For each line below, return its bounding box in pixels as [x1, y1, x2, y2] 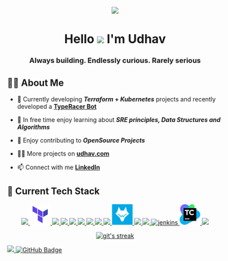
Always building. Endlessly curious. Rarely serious [29, 55, 201, 65]
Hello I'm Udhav [64, 32, 166, 47]
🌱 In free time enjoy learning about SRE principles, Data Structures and [16, 115, 221, 123]
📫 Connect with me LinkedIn [16, 163, 101, 171]
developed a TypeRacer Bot [16, 102, 97, 110]
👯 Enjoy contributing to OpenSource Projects [16, 136, 145, 144]
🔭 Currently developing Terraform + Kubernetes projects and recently [16, 95, 216, 103]
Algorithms [16, 123, 50, 131]
